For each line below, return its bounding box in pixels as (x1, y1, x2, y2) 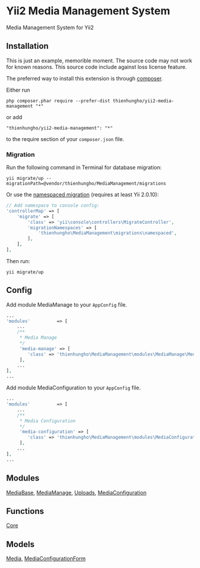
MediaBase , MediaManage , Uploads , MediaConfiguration (6, 489, 147, 496)
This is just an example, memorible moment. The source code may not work (6, 57, 192, 64)
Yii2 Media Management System (6, 4, 171, 18)
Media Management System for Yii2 (6, 24, 94, 31)
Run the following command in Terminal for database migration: (6, 164, 162, 171)
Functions (6, 506, 45, 516)
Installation (6, 41, 49, 51)
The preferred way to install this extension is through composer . (6, 74, 163, 82)
